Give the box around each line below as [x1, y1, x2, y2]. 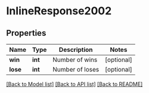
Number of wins [52, 55, 98, 64]
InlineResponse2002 [6, 4, 112, 18]
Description [58, 46, 94, 54]
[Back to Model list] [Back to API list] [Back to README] [6, 80, 143, 88]
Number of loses [52, 66, 100, 73]
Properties [6, 28, 46, 38]
